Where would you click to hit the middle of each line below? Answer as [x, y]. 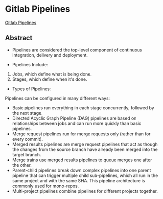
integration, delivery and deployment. [50, 55]
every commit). [27, 139]
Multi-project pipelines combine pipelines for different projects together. [85, 191]
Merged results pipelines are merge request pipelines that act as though [85, 144]
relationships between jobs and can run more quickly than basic [77, 123]
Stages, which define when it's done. [49, 79]
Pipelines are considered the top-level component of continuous [77, 50]
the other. [22, 165]
